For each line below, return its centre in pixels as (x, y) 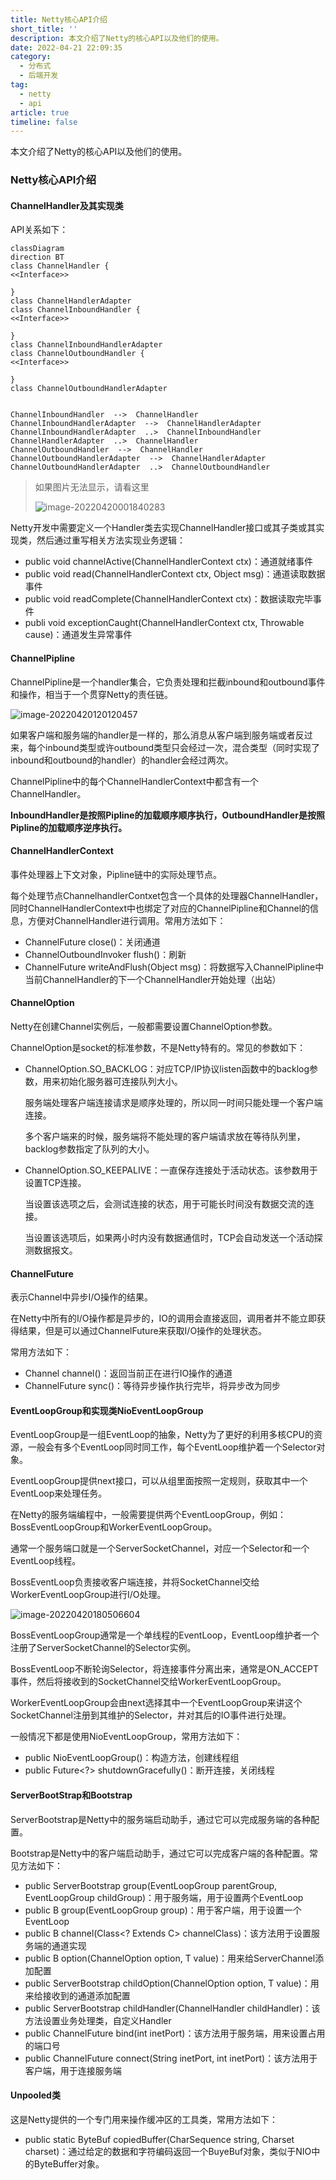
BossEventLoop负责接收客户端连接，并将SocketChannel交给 (135, 1582)
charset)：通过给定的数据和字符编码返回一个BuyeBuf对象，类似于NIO (168, 2151)
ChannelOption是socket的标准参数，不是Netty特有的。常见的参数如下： (158, 1047)
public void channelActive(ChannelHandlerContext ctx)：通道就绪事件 (168, 562)
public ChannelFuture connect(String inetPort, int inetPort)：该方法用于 (171, 2058)
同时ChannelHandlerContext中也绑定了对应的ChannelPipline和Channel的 (160, 908)
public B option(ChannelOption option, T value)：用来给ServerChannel (170, 1958)
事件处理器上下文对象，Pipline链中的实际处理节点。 (116, 874)
